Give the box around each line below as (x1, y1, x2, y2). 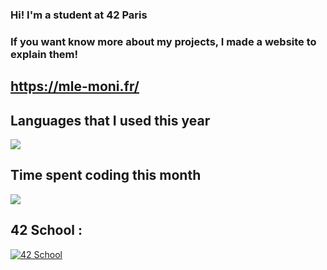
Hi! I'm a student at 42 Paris (10, 8, 148, 22)
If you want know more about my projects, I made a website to (10, 34, 317, 48)
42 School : (10, 222, 83, 239)
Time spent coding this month (10, 167, 202, 184)
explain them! (10, 47, 79, 61)
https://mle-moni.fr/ (10, 78, 140, 95)
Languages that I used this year (10, 112, 211, 129)
